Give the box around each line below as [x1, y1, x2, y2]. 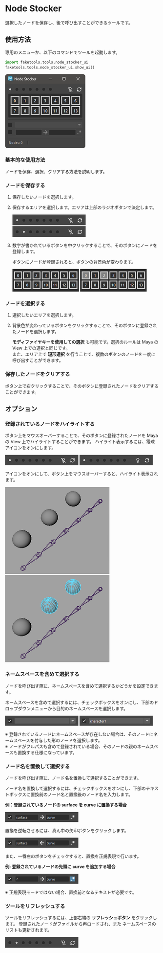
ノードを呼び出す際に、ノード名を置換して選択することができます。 [5, 775, 142, 781]
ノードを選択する [5, 300, 45, 307]
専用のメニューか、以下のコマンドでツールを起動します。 [5, 49, 121, 55]
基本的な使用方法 [5, 157, 45, 163]
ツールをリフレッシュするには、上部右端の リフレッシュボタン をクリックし [5, 915, 157, 921]
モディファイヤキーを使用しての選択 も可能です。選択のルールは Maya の [12, 339, 159, 345]
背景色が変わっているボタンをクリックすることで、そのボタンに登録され [12, 322, 158, 328]
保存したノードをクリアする [5, 371, 70, 378]
